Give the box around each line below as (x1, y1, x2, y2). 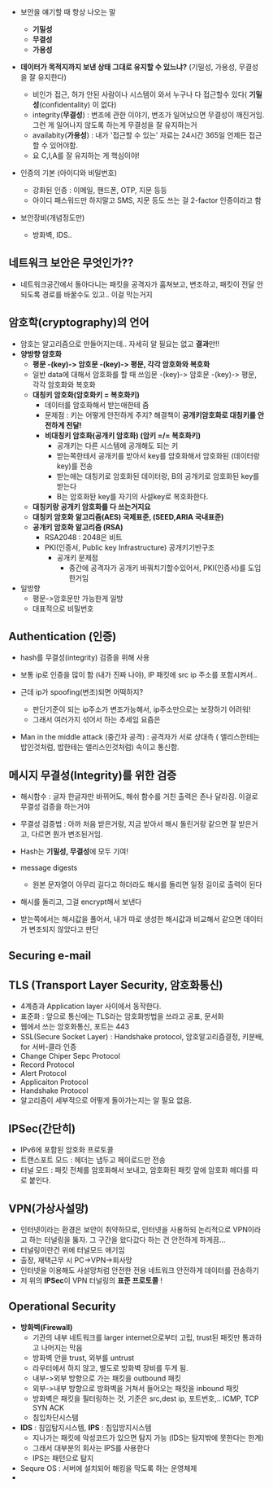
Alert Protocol (19, 1069, 67, 1078)
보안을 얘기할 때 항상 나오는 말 (19, 7, 116, 16)
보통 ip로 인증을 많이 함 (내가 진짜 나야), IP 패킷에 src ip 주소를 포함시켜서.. (19, 670, 258, 680)
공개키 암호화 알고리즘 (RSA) (32, 522, 123, 532)
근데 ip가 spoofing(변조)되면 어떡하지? (19, 687, 144, 697)
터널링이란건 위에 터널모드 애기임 (19, 1245, 125, 1255)
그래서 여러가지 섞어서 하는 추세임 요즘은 (32, 715, 161, 725)
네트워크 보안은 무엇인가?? (8, 256, 134, 270)
